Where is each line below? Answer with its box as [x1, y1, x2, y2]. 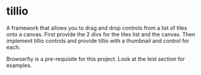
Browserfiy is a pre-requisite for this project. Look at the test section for [6, 55, 185, 62]
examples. [6, 62, 32, 69]
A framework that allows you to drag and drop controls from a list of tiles [6, 24, 188, 31]
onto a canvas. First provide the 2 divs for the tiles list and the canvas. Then [6, 30, 196, 37]
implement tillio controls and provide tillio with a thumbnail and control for [6, 37, 189, 44]
